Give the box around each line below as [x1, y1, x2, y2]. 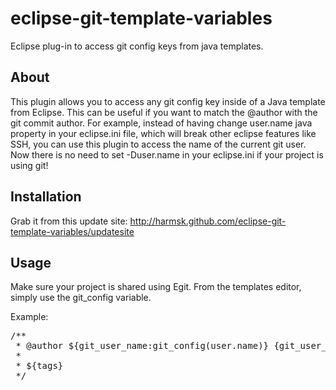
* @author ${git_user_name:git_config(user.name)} [15, 340, 270, 352]
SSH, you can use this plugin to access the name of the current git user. [10, 138, 307, 150]
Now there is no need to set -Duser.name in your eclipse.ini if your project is [10, 148, 324, 161]
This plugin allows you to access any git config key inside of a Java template [10, 95, 326, 107]
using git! [10, 159, 49, 171]
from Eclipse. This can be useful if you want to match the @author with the [10, 106, 318, 118]
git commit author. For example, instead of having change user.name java [10, 117, 313, 129]
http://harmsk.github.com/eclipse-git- [129, 215, 287, 227]
